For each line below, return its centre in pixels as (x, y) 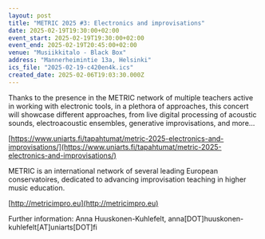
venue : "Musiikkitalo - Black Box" (67, 53)
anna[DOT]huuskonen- (206, 218)
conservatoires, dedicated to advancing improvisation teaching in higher (127, 179)
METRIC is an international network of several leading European (113, 170)
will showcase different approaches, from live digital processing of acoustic (132, 114)
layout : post (30, 16)
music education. (37, 187)
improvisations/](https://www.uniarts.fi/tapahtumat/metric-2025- (115, 147)
